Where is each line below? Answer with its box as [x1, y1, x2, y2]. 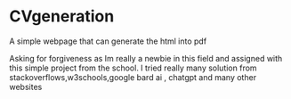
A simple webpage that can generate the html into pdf [9, 36, 207, 46]
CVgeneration [9, 6, 115, 27]
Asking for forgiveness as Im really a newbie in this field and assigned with [9, 53, 283, 63]
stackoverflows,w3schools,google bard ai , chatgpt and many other [9, 71, 256, 82]
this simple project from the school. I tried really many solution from [9, 62, 257, 73]
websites [9, 81, 43, 92]
